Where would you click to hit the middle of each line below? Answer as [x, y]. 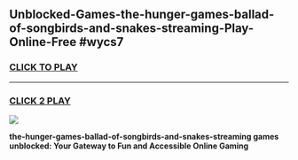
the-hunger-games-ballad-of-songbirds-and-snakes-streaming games [144, 136]
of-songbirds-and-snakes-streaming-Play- [132, 29]
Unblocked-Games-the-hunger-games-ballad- [142, 15]
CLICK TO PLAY [43, 67]
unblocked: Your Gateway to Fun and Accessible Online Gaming [129, 146]
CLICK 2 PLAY [40, 101]
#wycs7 [101, 42]
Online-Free [43, 42]
